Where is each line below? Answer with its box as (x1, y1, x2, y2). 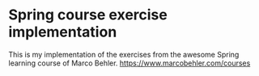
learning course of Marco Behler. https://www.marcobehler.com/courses (8, 58, 251, 68)
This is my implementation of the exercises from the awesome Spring (8, 49, 240, 59)
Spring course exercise (8, 6, 168, 24)
